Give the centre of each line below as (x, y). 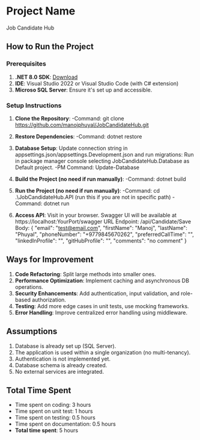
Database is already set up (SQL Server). (65, 346)
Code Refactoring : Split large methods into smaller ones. (85, 274)
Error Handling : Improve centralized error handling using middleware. (101, 312)
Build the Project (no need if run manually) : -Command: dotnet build (100, 179)
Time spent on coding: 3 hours (53, 405)
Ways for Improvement (50, 260)
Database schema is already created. (61, 365)
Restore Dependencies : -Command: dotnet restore (78, 136)
